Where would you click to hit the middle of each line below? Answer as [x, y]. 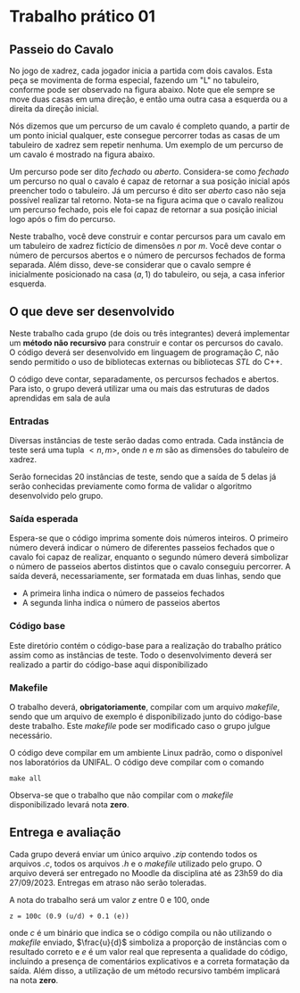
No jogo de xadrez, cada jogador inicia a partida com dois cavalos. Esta [141, 70]
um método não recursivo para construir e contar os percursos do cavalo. [146, 343]
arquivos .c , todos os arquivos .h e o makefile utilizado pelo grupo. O [136, 864]
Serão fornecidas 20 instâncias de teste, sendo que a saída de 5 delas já [143, 477]
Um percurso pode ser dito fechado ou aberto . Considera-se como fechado [149, 172]
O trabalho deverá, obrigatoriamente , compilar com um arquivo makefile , [145, 707]
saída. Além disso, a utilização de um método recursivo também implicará [145, 971]
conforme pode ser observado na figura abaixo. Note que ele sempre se [142, 90]
